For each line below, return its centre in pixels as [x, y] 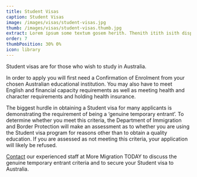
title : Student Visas [33, 11]
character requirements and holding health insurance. [71, 96]
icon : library [23, 50]
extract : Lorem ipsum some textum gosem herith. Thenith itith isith [93, 33]
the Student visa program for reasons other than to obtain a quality [87, 132]
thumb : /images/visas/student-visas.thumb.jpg [64, 28]
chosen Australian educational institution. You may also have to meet [89, 84]
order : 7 [17, 39]
